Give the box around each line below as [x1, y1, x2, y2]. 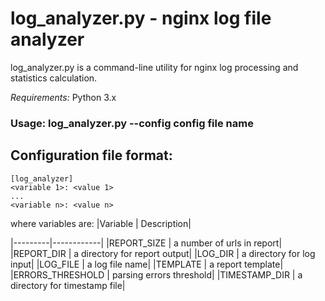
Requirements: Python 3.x [10, 91, 117, 103]
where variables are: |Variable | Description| [10, 217, 192, 229]
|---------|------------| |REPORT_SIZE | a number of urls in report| [10, 237, 283, 249]
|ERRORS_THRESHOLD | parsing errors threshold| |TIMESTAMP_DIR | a [10, 268, 303, 281]
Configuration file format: [10, 147, 173, 164]
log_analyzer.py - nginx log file [10, 7, 272, 30]
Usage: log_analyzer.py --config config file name [10, 116, 254, 130]
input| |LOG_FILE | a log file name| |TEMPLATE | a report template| [10, 258, 284, 270]
